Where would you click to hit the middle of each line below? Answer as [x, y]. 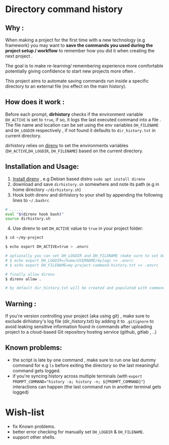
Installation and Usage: [42, 167]
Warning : [21, 304]
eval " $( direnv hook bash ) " [35, 214]
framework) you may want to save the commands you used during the [79, 45]
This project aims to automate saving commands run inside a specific [77, 81]
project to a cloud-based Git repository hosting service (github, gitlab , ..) [81, 332]
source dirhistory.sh [28, 219]
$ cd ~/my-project [24, 238]
